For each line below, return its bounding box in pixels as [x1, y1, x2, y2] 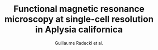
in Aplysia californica [35, 24, 123, 35]
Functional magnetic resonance [13, 3, 145, 15]
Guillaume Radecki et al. [55, 40, 103, 46]
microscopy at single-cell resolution [4, 14, 154, 25]
